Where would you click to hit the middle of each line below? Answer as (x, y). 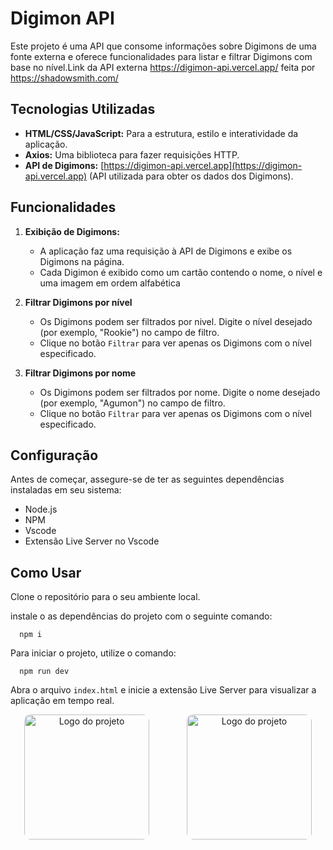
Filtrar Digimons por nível (78, 302)
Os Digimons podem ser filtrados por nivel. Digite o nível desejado (176, 321)
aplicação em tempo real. (62, 701)
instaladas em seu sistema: (66, 490)
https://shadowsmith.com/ (64, 78)
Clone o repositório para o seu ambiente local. (105, 597)
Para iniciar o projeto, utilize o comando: (93, 653)
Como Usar (46, 572)
